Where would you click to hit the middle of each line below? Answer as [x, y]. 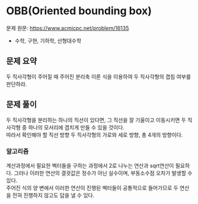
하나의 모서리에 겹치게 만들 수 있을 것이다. [76, 127]
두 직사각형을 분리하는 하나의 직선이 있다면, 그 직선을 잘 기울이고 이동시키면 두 [96, 120]
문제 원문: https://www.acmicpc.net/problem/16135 [68, 28]
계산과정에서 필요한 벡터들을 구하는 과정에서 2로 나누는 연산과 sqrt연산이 [90, 165]
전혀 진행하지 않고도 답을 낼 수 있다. [53, 195]
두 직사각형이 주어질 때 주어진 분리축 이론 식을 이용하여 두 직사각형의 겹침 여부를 [99, 76]
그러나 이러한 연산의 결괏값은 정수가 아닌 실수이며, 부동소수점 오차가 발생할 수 [103, 173]
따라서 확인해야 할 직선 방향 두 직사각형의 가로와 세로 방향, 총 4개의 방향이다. [95, 135]
